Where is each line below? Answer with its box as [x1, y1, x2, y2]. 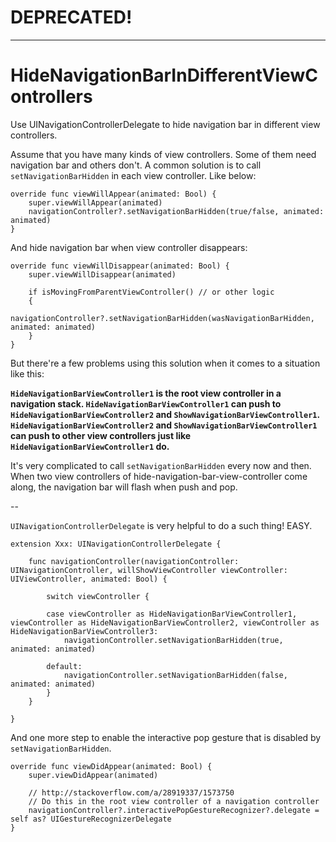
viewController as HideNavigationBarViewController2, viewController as [10, 617, 320, 628]
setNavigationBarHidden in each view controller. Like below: [10, 169, 257, 181]
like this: [10, 367, 45, 380]
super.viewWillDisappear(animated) [28, 269, 177, 280]
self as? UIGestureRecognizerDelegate [10, 814, 172, 824]
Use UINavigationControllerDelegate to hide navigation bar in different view [10, 118, 321, 130]
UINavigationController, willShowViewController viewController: [10, 565, 288, 575]
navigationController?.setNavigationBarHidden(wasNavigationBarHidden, [10, 313, 315, 323]
